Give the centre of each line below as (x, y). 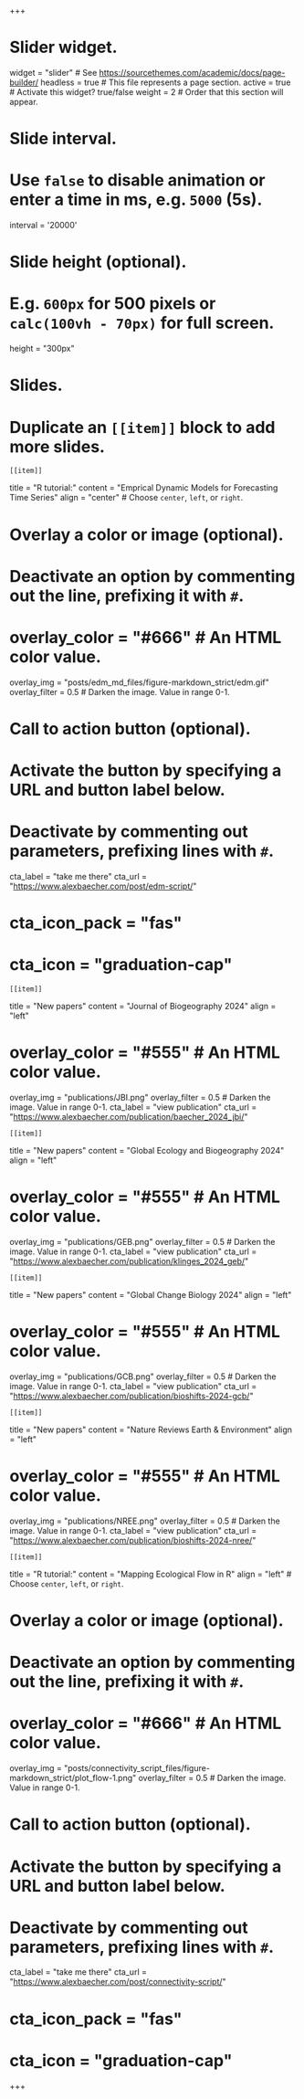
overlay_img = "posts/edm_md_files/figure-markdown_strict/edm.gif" (139, 682)
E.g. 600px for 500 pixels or (113, 304)
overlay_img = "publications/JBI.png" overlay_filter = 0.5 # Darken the (140, 1097)
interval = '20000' (43, 226)
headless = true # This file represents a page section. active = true (166, 82)
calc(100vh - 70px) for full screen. (142, 323)
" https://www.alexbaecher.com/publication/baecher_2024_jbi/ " (129, 1117)
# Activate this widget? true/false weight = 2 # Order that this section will (147, 91)
